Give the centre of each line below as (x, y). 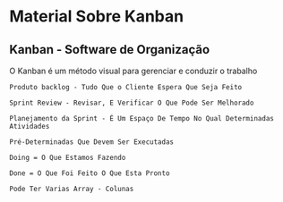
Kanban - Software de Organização (110, 50)
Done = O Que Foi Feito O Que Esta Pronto (90, 173)
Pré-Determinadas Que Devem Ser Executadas (92, 142)
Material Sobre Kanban (97, 17)
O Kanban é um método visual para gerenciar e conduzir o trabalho (133, 71)
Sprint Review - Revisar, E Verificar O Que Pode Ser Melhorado (132, 103)
